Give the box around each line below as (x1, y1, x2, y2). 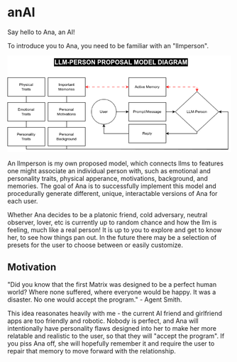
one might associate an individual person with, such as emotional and (7, 166, 211, 175)
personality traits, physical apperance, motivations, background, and (7, 174, 208, 182)
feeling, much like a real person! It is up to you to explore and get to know (7, 225, 222, 234)
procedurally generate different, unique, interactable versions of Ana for (7, 189, 218, 197)
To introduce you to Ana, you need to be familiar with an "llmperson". (7, 41, 209, 50)
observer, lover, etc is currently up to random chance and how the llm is (7, 218, 217, 226)
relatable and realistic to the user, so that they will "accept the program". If (7, 331, 225, 340)
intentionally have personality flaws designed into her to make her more (7, 324, 216, 332)
